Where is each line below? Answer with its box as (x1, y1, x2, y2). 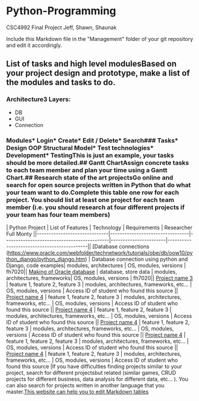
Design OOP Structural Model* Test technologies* (6, 144, 154, 152)
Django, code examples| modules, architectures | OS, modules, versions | (6, 261, 186, 269)
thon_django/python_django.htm (6, 255, 86, 263)
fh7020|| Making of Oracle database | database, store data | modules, (6, 268, 177, 275)
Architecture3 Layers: (6, 95, 71, 103)
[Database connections (92, 242, 150, 250)
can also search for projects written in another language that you (6, 381, 165, 389)
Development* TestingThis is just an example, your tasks (6, 151, 174, 159)
